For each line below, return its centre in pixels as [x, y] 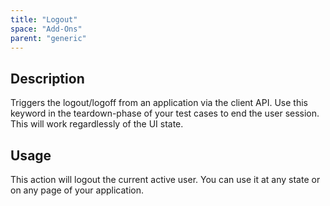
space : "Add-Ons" [46, 29]
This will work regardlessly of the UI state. [97, 124]
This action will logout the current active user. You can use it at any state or [165, 179]
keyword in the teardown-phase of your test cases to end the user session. [165, 113]
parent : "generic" [48, 38]
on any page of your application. [77, 190]
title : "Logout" [44, 19]
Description [47, 78]
